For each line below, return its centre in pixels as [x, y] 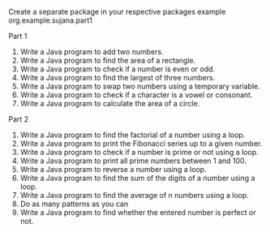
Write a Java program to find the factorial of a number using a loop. [133, 135]
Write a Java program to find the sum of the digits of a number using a [137, 178]
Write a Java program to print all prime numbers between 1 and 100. [133, 161]
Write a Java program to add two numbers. [92, 52]
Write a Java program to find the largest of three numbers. [118, 77]
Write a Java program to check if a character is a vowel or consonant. [136, 95]
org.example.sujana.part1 [51, 20]
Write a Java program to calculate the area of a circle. [110, 103]
